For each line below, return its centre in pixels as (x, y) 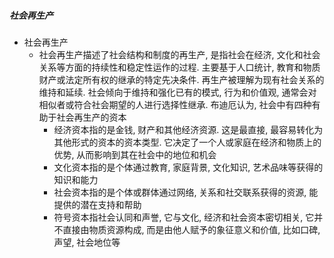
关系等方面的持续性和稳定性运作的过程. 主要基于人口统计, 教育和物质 (179, 67)
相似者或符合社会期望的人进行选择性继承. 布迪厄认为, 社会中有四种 (175, 104)
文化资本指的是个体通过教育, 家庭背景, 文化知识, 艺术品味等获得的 (188, 167)
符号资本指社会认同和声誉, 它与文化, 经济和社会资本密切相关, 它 (184, 217)
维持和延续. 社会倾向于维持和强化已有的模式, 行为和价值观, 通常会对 (177, 92)
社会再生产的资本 (91, 117)
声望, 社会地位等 (87, 242)
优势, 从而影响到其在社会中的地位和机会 (135, 154)
